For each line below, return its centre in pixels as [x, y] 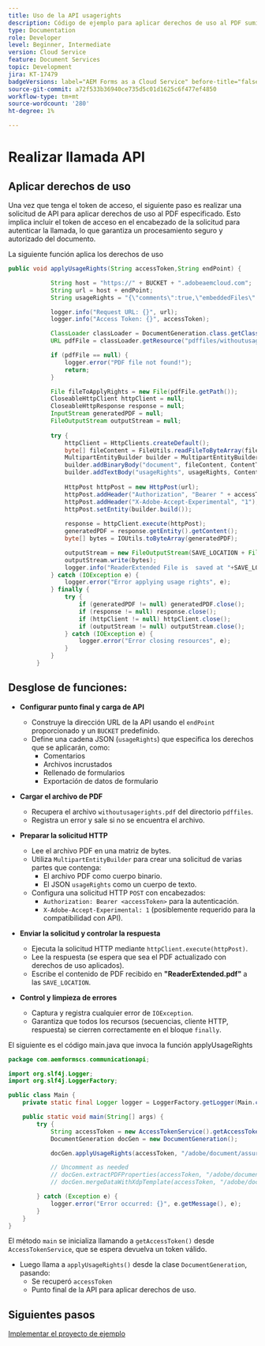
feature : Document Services [54, 60]
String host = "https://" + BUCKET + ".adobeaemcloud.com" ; [151, 283]
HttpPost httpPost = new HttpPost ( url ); [132, 487]
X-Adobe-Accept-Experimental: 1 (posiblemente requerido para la [149, 909]
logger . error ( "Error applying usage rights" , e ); [147, 582]
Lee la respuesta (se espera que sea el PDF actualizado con [129, 957]
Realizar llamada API [77, 157]
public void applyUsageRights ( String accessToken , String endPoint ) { [125, 269]
